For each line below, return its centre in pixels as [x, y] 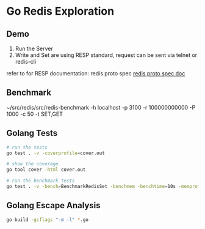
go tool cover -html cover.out [46, 170]
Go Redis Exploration [60, 11]
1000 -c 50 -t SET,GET [34, 114]
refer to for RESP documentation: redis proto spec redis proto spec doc [96, 73]
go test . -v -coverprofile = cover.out [56, 153]
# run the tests [27, 147]
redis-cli [26, 62]
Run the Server [34, 48]
